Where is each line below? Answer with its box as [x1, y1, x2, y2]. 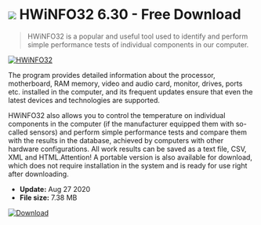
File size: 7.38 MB [19, 193, 78, 202]
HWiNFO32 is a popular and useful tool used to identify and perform [27, 31, 248, 41]
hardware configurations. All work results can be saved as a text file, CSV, [8, 144, 247, 153]
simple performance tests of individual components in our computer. [27, 39, 249, 49]
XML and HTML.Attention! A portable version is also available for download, [8, 152, 253, 162]
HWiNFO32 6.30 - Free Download [19, 6, 241, 24]
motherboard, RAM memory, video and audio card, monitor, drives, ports [8, 79, 243, 88]
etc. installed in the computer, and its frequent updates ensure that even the [8, 87, 253, 96]
